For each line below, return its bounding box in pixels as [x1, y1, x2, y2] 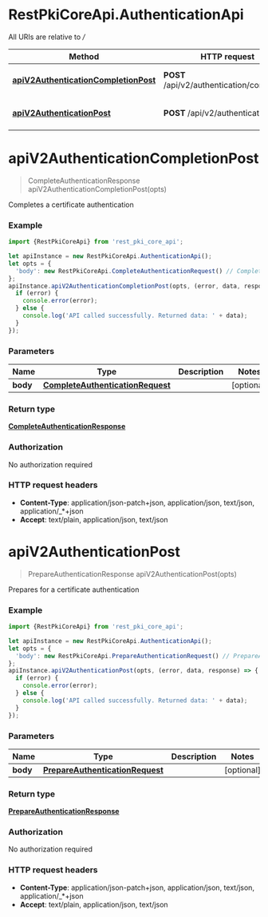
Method [69, 50, 100, 62]
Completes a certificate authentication [8, 200, 134, 209]
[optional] [224, 764, 262, 776]
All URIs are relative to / [8, 32, 85, 42]
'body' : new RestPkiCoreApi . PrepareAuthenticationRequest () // [15, 652, 230, 660]
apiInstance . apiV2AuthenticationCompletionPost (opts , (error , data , [8, 282, 241, 290]
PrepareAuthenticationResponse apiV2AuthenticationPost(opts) [27, 569, 238, 578]
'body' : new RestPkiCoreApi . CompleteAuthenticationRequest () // [15, 267, 234, 275]
